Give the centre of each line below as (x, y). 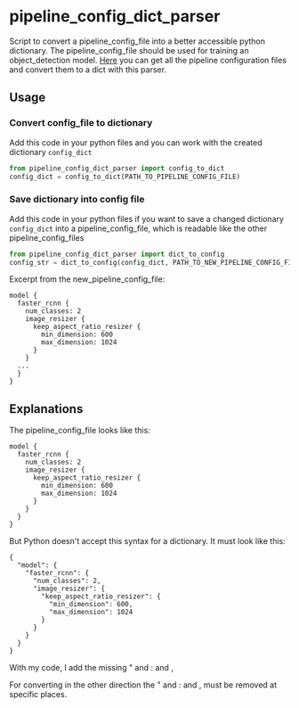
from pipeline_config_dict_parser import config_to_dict (117, 168)
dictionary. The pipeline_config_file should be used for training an (129, 50)
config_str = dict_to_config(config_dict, (89, 262)
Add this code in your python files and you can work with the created (136, 142)
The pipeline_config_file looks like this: (80, 431)
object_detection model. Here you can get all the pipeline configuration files (148, 60)
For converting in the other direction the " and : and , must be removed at (143, 685)
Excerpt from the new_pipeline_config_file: (87, 279)
